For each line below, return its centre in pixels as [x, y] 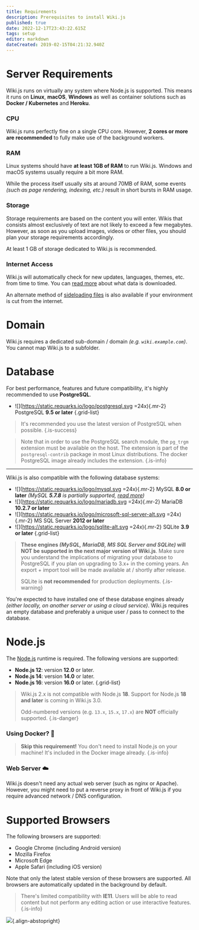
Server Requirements [60, 74]
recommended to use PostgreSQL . [49, 394]
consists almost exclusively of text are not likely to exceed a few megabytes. [99, 224]
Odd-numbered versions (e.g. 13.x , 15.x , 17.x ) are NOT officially [99, 712]
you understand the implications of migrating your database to [97, 557]
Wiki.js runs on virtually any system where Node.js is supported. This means [99, 90]
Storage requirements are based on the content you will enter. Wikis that [94, 218]
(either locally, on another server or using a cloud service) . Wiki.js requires [97, 605]
